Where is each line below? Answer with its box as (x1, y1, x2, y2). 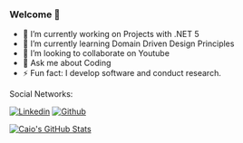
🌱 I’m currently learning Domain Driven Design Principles (22, 38, 235, 49)
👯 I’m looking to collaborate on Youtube (22, 48, 170, 59)
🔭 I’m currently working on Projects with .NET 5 (22, 29, 199, 40)
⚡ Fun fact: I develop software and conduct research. (22, 68, 222, 79)
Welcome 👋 (9, 8, 61, 21)
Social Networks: (9, 89, 73, 100)
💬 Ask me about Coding (22, 58, 112, 69)
